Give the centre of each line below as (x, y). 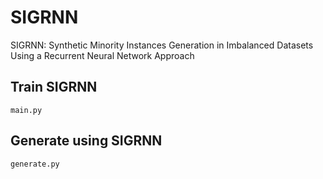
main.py (26, 110)
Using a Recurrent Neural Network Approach (102, 55)
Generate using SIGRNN (86, 141)
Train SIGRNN (54, 87)
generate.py (35, 164)
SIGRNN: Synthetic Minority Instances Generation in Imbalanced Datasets (162, 45)
